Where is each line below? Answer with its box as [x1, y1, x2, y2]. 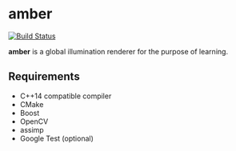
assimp [19, 125, 44, 134]
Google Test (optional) [19, 133, 94, 143]
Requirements [8, 70, 80, 84]
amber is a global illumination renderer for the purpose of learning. [8, 46, 229, 56]
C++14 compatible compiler [19, 91, 112, 101]
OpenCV [19, 117, 49, 126]
